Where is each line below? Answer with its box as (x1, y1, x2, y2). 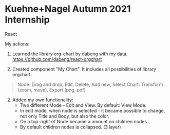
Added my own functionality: (12, 97, 73, 103)
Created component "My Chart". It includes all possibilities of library (12, 66, 157, 72)
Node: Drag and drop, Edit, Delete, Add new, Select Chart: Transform (17, 81, 163, 87)
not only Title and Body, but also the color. (20, 113, 110, 119)
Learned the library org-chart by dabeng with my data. (12, 51, 128, 57)
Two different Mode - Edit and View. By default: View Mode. (20, 102, 147, 108)
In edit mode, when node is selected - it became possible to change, (20, 107, 165, 114)
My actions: (5, 40, 30, 47)
